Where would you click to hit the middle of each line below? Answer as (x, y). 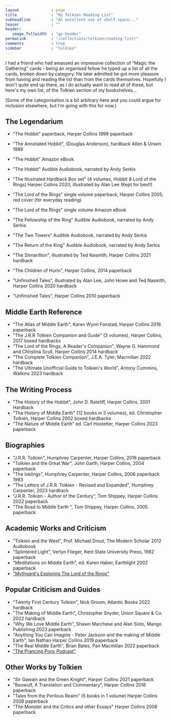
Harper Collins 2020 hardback (45, 286)
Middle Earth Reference (44, 312)
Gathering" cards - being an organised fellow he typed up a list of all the (81, 68)
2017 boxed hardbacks (37, 341)
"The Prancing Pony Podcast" (44, 651)
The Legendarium (34, 122)
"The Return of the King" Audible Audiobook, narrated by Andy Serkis (86, 245)
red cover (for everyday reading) (47, 200)
